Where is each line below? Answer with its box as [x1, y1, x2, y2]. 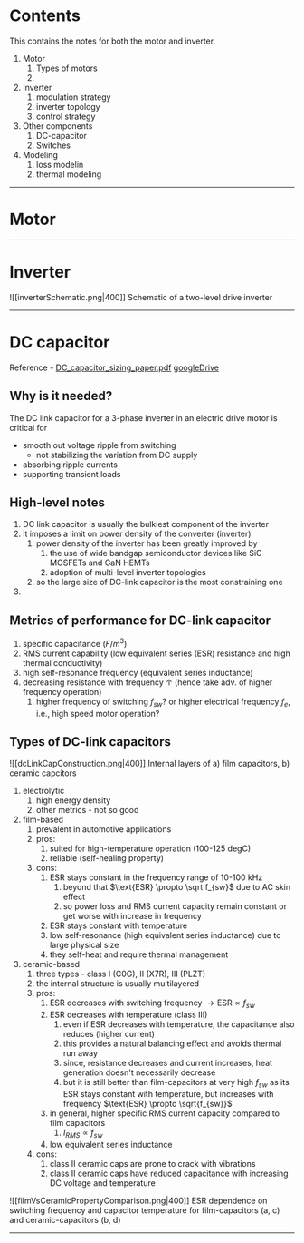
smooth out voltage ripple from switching [22, 439, 176, 450]
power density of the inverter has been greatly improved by [35, 538, 258, 549]
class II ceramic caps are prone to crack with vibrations [49, 1158, 256, 1169]
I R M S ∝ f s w [62, 1127, 103, 1140]
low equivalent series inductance [49, 1139, 174, 1150]
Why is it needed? [9, 388, 113, 404]
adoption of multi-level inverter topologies [49, 567, 206, 578]
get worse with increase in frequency [62, 911, 202, 922]
